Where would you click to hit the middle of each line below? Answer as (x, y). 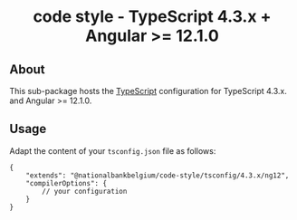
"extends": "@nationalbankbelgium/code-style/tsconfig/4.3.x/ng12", (158, 175)
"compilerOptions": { (66, 183)
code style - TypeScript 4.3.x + (152, 17)
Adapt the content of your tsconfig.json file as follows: (113, 150)
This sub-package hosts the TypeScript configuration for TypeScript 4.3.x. (148, 91)
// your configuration (85, 191)
